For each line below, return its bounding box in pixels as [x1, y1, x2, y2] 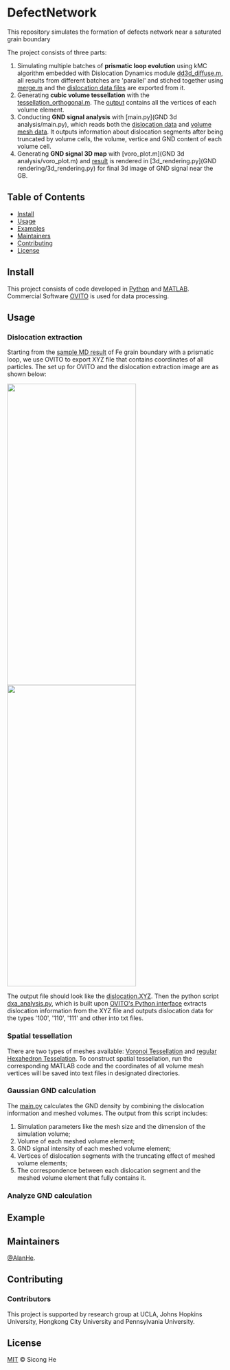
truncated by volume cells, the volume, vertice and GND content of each [16, 134, 222, 143]
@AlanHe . [7, 1254, 36, 1262]
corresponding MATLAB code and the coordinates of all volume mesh [7, 1061, 205, 1070]
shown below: [7, 370, 47, 378]
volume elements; [16, 1159, 68, 1167]
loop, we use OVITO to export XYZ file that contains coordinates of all [7, 355, 204, 364]
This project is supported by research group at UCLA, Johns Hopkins [7, 1310, 203, 1318]
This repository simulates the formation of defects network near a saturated [7, 28, 222, 36]
